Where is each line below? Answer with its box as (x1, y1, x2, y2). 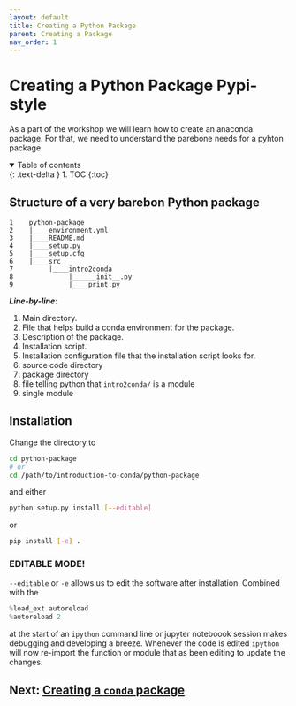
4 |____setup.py (9, 242, 81, 250)
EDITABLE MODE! (9, 558, 86, 571)
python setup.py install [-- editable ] (9, 503, 152, 513)
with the (9, 587, 39, 598)
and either (9, 487, 47, 497)
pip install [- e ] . (9, 537, 81, 546)
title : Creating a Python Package (9, 21, 137, 30)
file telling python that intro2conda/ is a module (21, 379, 195, 389)
